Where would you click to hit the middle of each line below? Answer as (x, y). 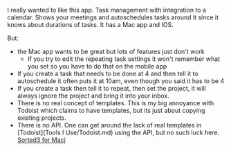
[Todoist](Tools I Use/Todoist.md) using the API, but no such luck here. (118, 132)
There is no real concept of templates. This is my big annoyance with (115, 103)
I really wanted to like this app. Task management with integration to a (107, 10)
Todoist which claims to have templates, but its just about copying (111, 110)
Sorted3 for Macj (41, 140)
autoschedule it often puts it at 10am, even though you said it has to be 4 (121, 81)
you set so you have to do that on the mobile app (97, 66)
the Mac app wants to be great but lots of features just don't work (111, 52)
